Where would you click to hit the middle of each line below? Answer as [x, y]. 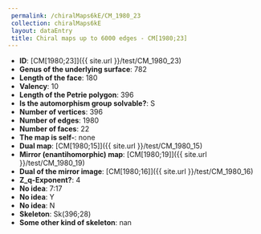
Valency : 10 [39, 87]
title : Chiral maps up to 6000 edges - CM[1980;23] [99, 38]
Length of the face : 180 [58, 78]
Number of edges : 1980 [59, 120]
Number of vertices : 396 [61, 112]
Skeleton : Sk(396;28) [55, 214]
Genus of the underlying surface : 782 [83, 70]
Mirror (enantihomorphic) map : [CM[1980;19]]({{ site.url [113, 155]
